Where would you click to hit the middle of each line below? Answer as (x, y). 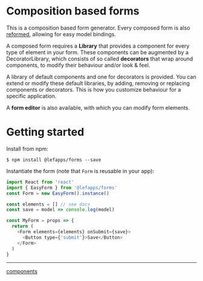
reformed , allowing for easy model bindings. (61, 34)
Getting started (45, 132)
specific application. (31, 96)
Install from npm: (27, 148)
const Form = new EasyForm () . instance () (58, 193)
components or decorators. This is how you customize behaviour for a (94, 89)
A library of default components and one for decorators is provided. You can (101, 77)
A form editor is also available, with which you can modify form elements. (98, 107)
